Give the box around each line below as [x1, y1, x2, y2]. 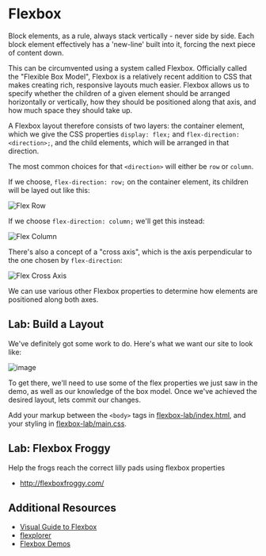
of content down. [8, 48, 65, 57]
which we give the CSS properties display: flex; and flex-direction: [8, 129, 240, 139]
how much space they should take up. [8, 105, 133, 115]
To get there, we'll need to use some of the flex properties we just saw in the [8, 378, 258, 388]
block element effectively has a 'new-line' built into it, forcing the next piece [8, 39, 256, 48]
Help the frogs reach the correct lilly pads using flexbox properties [8, 462, 226, 473]
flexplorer [19, 531, 51, 540]
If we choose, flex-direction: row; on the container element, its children [8, 176, 249, 187]
